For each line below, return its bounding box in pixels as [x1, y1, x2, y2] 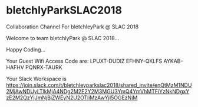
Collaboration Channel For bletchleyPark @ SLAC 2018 [6, 23, 139, 30]
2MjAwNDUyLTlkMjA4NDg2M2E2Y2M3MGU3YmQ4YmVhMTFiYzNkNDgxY [6, 87, 190, 95]
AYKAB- [163, 57, 183, 64]
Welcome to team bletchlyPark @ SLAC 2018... [6, 34, 120, 41]
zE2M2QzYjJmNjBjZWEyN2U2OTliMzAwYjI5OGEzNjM [6, 94, 138, 101]
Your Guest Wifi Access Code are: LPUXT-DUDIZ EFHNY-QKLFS [6, 57, 163, 64]
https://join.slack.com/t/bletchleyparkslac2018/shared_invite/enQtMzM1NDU [6, 81, 192, 89]
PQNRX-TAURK [25, 63, 63, 71]
